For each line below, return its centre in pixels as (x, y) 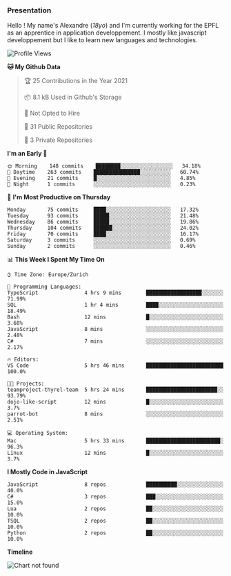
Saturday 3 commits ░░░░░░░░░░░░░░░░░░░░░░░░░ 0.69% (101, 240)
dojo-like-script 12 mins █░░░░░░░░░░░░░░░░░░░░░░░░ (115, 402)
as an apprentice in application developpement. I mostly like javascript (107, 33)
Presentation (29, 10)
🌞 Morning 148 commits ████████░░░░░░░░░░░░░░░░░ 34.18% (104, 166)
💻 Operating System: (38, 433)
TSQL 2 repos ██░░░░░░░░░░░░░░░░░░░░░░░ (115, 521)
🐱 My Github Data (34, 67)
